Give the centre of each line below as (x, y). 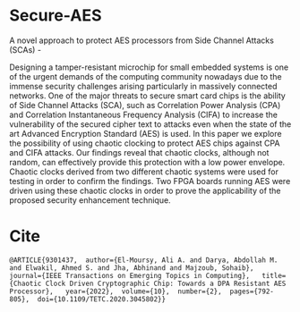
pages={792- (252, 291)
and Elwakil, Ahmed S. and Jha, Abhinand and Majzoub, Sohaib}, (132, 268)
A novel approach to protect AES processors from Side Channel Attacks (142, 40)
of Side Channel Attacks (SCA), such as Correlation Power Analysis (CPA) (145, 105)
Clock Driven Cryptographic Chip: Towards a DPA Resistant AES (166, 283)
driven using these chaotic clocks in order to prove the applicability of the (145, 190)
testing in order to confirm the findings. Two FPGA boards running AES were (150, 181)
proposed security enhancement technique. (90, 200)
